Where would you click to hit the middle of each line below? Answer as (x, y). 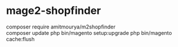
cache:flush (20, 39)
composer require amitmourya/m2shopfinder (61, 27)
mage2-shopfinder (54, 11)
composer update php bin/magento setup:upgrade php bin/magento (89, 32)
